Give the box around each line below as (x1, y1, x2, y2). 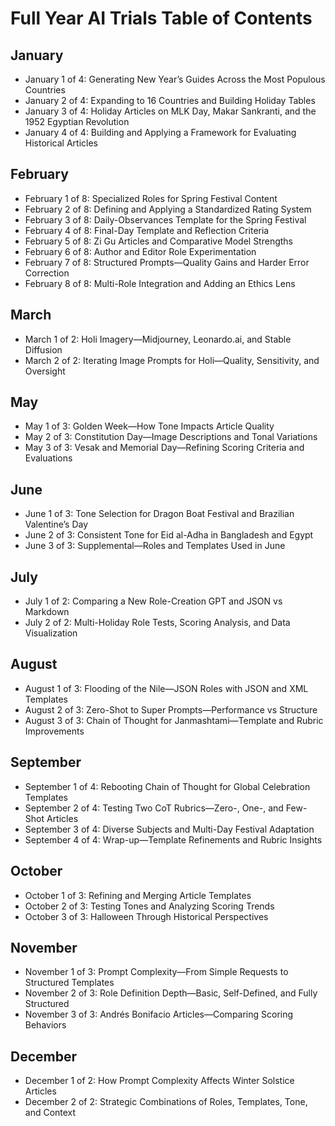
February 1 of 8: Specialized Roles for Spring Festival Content (24, 192, 278, 204)
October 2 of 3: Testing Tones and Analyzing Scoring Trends (24, 900, 275, 912)
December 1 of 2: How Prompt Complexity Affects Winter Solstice (24, 1075, 295, 1087)
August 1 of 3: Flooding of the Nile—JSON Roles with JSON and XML (24, 682, 309, 694)
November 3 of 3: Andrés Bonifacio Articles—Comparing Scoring (24, 1008, 294, 1021)
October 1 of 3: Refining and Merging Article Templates (24, 889, 252, 901)
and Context (24, 1107, 77, 1119)
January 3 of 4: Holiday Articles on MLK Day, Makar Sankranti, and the (24, 105, 317, 117)
